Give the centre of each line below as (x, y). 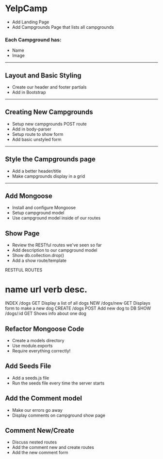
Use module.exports (32, 346)
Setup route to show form (38, 134)
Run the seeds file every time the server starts (58, 383)
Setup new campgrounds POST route (49, 124)
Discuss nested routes (34, 442)
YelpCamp (26, 9)
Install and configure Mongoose (44, 208)
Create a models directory (38, 341)
